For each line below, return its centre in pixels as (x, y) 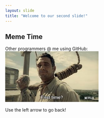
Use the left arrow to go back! (36, 110)
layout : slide (20, 10)
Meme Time (24, 37)
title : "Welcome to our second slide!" (47, 16)
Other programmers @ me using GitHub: (47, 49)
